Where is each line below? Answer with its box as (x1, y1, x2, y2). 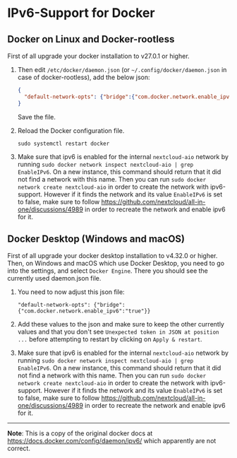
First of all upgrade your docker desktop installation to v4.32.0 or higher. (7, 252, 218, 260)
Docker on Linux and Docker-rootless (7, 33, 175, 45)
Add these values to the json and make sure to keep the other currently (17, 320, 224, 329)
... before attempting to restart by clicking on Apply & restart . (17, 335, 202, 343)
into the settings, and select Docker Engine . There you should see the (7, 266, 208, 275)
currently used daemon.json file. (7, 274, 102, 283)
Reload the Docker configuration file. (17, 126, 125, 135)
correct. (7, 444, 30, 453)
